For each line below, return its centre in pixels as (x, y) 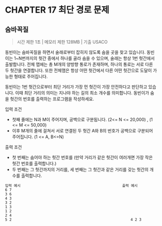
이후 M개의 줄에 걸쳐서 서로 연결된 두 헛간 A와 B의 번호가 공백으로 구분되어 (82, 131)
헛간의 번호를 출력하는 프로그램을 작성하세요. (52, 99)
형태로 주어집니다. (31, 76)
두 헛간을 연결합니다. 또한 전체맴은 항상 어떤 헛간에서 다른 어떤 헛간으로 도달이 (79, 70)
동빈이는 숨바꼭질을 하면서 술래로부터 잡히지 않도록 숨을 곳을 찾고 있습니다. (75, 52)
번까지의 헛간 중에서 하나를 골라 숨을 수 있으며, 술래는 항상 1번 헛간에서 (88, 58)
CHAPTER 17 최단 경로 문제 (57, 10)
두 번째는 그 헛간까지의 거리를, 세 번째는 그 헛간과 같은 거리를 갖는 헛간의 (80, 169)
